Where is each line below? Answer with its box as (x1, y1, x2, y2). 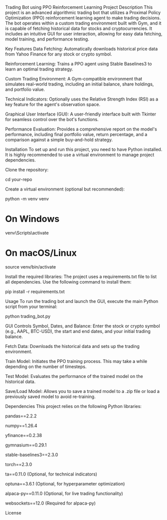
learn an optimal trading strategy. (5, 66, 73, 72)
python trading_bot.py (5, 313, 51, 319)
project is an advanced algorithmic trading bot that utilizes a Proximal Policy (5, 9, 161, 15)
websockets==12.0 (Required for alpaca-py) (5, 500, 96, 506)
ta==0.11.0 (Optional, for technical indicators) (5, 471, 97, 477)
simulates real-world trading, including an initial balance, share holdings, (5, 81, 154, 87)
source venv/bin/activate (5, 263, 56, 269)
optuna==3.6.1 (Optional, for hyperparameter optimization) (5, 480, 125, 486)
